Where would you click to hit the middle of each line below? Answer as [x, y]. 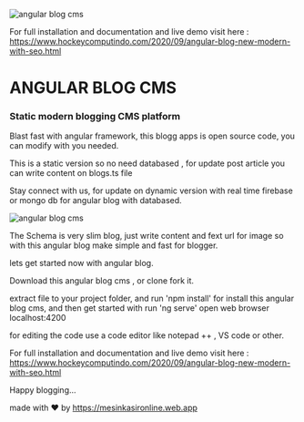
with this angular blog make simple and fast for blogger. [114, 245]
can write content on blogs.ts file [71, 173]
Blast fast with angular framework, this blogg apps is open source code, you [152, 136]
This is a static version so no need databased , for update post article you [147, 163]
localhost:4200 [38, 318]
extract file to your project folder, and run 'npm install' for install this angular [152, 298]
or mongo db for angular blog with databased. [96, 201]
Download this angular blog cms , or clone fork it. [101, 281]
